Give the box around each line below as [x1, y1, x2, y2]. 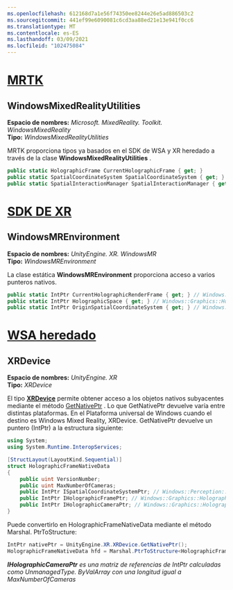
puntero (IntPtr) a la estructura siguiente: [7, 424, 123, 432]
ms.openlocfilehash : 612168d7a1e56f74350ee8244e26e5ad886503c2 [7, 10, 194, 17]
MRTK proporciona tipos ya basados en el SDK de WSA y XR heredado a [7, 146, 215, 155]
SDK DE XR [7, 203, 72, 219]
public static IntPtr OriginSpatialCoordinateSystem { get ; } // [7, 304, 200, 311]
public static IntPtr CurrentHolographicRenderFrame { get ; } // [7, 291, 200, 298]
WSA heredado [7, 328, 96, 344]
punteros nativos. [7, 278, 58, 286]
